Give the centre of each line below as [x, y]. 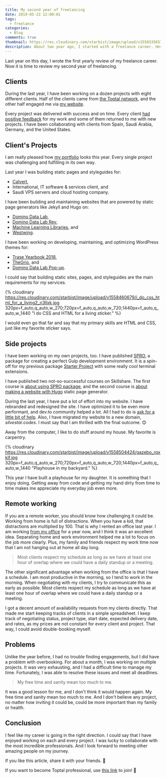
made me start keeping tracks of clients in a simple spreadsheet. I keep [78, 613]
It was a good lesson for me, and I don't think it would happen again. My [79, 692]
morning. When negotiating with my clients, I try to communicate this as [78, 582]
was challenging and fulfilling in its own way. [50, 162]
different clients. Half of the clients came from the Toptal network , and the [81, 99]
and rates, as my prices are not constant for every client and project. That [80, 624]
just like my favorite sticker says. [38, 328]
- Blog [16, 33]
